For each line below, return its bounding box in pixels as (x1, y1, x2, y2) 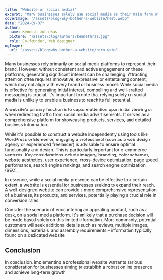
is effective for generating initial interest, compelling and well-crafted (5, 87, 143, 93)
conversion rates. (5, 197, 40, 203)
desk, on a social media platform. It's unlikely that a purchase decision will (5, 212, 153, 218)
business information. (5, 122, 49, 127)
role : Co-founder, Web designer (9, 39, 75, 44)
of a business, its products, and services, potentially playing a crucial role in (5, 192, 157, 198)
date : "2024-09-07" (5, 20, 45, 26)
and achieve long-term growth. (5, 269, 67, 275)
